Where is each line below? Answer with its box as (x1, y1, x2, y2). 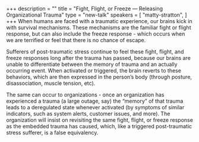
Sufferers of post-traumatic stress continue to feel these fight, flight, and (6, 48, 184, 55)
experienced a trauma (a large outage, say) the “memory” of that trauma (6, 97, 184, 105)
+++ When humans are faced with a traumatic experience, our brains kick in (6, 18, 192, 24)
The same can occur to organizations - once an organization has (6, 91, 165, 98)
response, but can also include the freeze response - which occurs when (6, 30, 185, 37)
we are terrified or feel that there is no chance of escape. (6, 37, 146, 43)
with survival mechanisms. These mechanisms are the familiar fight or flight (6, 24, 191, 31)
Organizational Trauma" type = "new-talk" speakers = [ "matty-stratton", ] (6, 11, 187, 18)
